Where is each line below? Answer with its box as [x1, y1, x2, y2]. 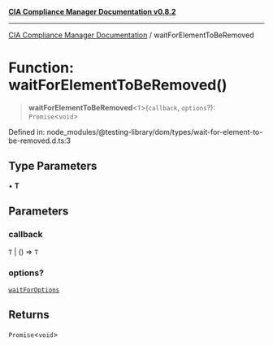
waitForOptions [8, 286, 60, 294]
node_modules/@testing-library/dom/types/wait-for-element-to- [46, 127, 263, 136]
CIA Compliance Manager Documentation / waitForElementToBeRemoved [8, 30, 254, 40]
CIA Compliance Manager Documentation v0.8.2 [8, 7, 176, 16]
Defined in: [8, 127, 45, 136]
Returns [8, 308, 50, 322]
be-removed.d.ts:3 [8, 136, 71, 145]
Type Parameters [8, 159, 97, 173]
